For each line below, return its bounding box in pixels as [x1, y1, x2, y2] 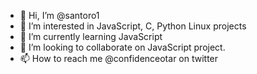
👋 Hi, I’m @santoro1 [19, 10, 100, 21]
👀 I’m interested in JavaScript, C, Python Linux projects [19, 20, 247, 32]
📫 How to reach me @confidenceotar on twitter [19, 53, 219, 64]
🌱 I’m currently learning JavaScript [19, 31, 163, 42]
